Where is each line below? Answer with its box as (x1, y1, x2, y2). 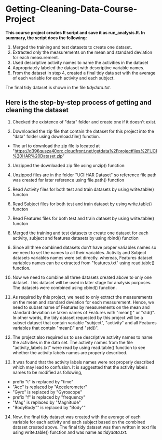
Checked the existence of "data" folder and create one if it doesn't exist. (12, 119, 157, 124)
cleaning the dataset (5, 106, 69, 114)
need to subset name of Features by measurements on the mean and (12, 304, 150, 310)
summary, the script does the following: (5, 35, 87, 41)
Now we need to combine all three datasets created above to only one (12, 274, 152, 280)
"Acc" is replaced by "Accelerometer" (12, 384, 87, 390)
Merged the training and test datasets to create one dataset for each (12, 230, 148, 236)
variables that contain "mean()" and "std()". (12, 325, 99, 331)
